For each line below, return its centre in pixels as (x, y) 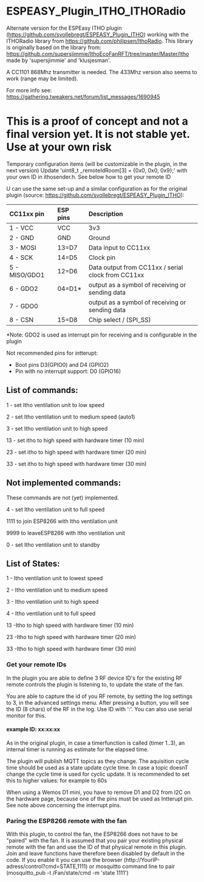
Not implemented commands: (64, 483)
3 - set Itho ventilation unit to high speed (57, 428)
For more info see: (29, 90)
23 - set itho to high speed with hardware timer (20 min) (76, 452)
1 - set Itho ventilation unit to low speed (56, 405)
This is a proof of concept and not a (97, 121)
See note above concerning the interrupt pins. (64, 805)
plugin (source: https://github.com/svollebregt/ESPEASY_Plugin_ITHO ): (95, 195)
